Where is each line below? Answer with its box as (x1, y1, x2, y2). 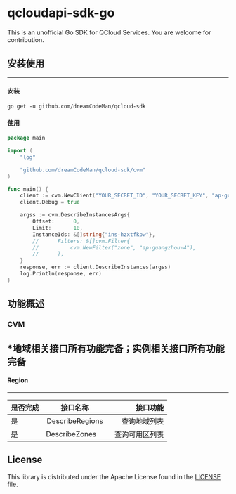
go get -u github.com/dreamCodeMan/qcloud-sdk (7, 103, 146, 110)
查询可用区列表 (114, 429, 164, 439)
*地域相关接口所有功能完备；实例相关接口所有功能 (7, 343, 225, 355)
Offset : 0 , (32, 218, 80, 226)
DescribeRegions (46, 416, 103, 426)
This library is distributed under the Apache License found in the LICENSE (7, 472, 221, 481)
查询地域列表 (122, 416, 164, 426)
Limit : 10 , (32, 224, 83, 231)
